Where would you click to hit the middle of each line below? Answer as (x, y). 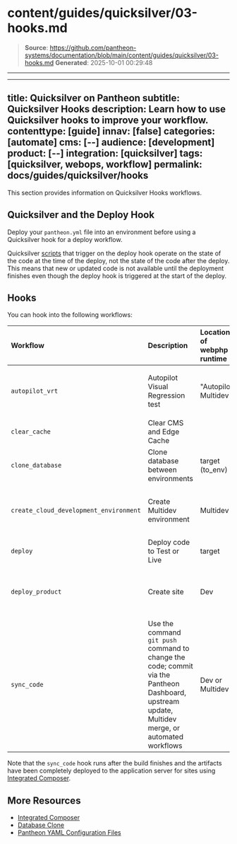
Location (215, 333)
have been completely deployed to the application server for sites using (111, 771)
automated (165, 737)
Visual (158, 387)
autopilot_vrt (35, 391)
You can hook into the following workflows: (70, 315)
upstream (164, 702)
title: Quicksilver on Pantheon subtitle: (93, 98)
